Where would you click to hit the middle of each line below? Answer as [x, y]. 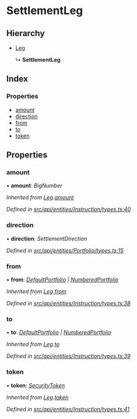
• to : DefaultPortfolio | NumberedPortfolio [59, 332]
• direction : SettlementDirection [47, 239]
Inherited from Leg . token [38, 397]
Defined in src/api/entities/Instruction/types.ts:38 [68, 303]
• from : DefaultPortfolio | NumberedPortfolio [62, 280]
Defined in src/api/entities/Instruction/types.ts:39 [68, 356]
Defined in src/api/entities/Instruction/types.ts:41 [68, 409]
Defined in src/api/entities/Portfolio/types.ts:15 [65, 250]
